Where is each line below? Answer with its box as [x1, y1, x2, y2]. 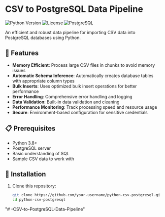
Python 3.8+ [12, 140, 38, 146]
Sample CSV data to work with [12, 156, 74, 162]
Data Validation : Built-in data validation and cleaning [12, 99, 120, 105]
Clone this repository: [12, 183, 56, 189]
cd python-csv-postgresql [12, 197, 66, 202]
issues [12, 67, 26, 73]
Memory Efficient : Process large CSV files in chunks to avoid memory [12, 62, 155, 68]
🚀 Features [5, 49, 39, 57]
